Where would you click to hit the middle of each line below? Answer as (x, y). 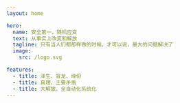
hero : (14, 26)
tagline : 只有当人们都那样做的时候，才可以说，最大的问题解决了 (93, 45)
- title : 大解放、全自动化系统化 (55, 89)
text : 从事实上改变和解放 (45, 38)
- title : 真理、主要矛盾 (45, 83)
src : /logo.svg (41, 58)
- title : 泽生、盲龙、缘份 (47, 76)
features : (21, 70)
